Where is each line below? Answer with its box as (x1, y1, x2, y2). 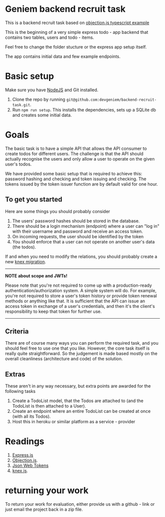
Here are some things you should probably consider (5, 208, 110, 214)
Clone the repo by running (12, 96, 65, 102)
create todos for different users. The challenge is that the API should (5, 151, 144, 157)
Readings (5, 436, 45, 447)
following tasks (5, 388, 36, 394)
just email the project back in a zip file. (5, 507, 83, 513)
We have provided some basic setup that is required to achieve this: (5, 170, 142, 176)
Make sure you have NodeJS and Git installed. (5, 87, 99, 93)
